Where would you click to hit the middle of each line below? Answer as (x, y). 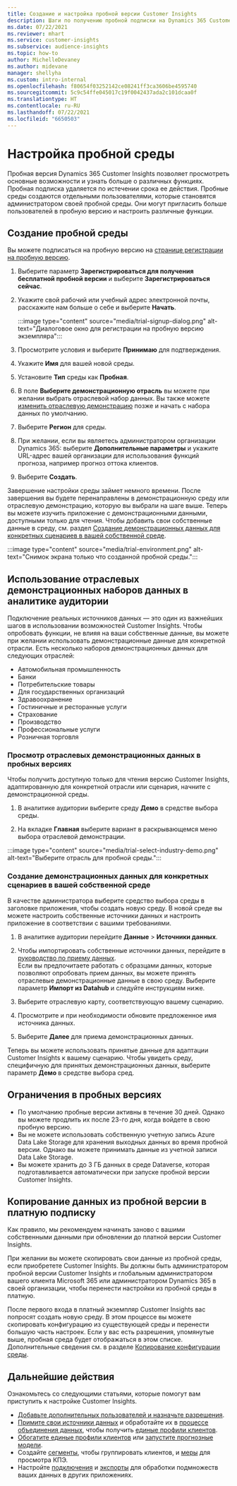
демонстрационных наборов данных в (98, 590)
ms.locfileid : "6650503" (44, 119)
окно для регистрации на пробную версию (139, 328)
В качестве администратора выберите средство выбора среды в (106, 900)
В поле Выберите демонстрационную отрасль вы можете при (114, 391)
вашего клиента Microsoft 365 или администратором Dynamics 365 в (112, 1281)
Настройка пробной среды (91, 154)
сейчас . (30, 286)
